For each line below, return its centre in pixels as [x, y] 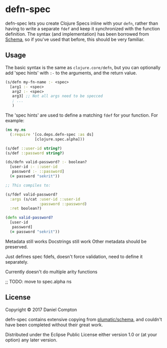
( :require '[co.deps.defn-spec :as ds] [52, 134]
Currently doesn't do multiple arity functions [51, 272]
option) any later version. [31, 340]
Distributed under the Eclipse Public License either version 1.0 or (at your [81, 334]
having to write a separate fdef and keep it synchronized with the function [83, 28]
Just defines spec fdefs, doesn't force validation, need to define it [74, 257]
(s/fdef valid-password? [31, 194]
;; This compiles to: [28, 185]
